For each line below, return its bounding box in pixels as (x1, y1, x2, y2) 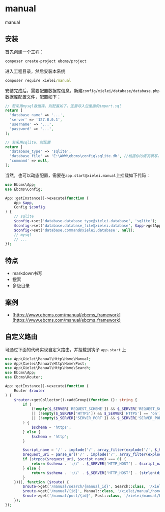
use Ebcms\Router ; (5, 375, 43, 380)
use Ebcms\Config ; (5, 187, 43, 192)
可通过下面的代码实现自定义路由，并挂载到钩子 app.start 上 (5, 346, 127, 352)
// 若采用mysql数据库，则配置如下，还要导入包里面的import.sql (5, 103, 122, 108)
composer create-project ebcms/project (5, 59, 87, 64)
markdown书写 (12, 271, 43, 276)
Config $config (14, 205, 45, 210)
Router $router (14, 388, 45, 393)
